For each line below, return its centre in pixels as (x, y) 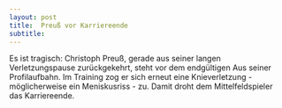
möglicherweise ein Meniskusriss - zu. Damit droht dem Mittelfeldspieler (141, 86)
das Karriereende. (42, 96)
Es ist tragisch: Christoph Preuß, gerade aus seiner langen (115, 59)
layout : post (33, 17)
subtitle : (27, 33)
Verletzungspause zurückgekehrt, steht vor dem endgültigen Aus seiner (141, 68)
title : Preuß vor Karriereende (69, 25)
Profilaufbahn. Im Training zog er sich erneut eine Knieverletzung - (131, 77)
